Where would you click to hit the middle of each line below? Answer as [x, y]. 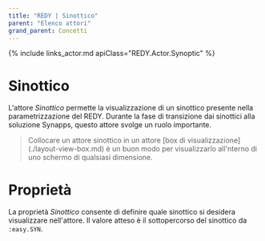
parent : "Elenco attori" [50, 23]
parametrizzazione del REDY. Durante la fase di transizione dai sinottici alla [132, 116]
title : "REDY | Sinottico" [53, 16]
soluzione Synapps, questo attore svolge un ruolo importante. [110, 125]
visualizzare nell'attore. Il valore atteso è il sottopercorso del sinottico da [128, 220]
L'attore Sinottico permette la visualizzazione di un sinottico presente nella [131, 108]
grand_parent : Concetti [48, 30]
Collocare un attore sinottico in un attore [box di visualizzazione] [134, 140]
